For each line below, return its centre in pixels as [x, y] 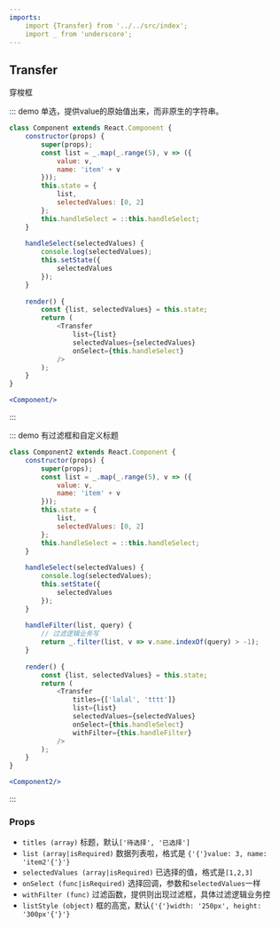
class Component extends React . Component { [91, 128]
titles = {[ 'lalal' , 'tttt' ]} [124, 700]
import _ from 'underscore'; [79, 34]
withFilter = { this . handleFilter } [132, 733]
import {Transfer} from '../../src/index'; [107, 26]
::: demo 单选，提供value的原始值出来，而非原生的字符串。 [116, 111]
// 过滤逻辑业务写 [70, 634]
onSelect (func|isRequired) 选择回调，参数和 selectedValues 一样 [141, 884]
